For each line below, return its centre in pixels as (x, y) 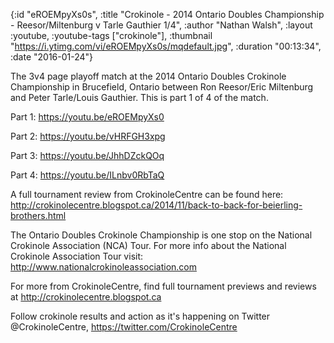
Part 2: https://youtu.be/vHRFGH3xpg (88, 136)
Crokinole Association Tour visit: (77, 256)
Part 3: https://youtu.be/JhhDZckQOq (87, 155)
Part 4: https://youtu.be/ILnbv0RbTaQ (87, 175)
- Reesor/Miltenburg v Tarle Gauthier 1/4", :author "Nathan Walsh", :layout (161, 25)
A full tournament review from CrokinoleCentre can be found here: (147, 194)
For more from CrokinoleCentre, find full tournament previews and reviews (163, 286)
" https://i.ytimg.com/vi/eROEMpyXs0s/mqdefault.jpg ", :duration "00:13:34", (166, 46)
